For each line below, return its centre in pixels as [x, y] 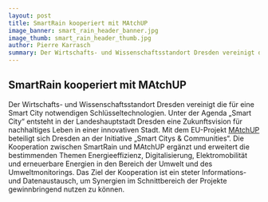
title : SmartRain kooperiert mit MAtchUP [78, 23]
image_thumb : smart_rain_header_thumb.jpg [80, 38]
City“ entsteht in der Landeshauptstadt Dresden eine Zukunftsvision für [126, 121]
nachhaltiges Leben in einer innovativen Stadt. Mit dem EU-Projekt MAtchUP [134, 129]
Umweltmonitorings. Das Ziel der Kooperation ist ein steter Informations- [128, 172]
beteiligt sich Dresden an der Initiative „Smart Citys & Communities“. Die [126, 138]
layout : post [30, 16]
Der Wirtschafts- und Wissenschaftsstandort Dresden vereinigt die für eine [132, 104]
